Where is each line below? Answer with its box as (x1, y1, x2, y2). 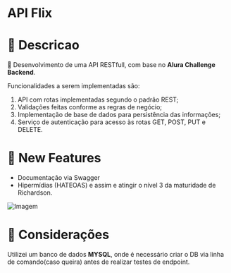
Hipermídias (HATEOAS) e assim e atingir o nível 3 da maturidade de (17, 181, 216, 190)
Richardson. (17, 188, 53, 197)
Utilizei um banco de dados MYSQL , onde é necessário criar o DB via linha (7, 250, 224, 258)
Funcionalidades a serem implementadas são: (7, 82, 140, 90)
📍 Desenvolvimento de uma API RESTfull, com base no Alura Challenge (7, 61, 216, 69)
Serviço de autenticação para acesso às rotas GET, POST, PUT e (17, 118, 206, 126)
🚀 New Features (7, 150, 101, 166)
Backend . (7, 68, 36, 77)
